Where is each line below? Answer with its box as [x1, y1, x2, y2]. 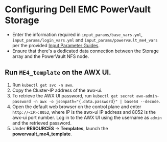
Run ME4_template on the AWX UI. [5, 68, 111, 77]
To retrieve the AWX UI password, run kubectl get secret [12, 92, 134, 98]
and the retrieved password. [12, 119, 72, 126]
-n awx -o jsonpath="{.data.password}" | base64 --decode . [33, 98, 160, 104]
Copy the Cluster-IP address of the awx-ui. [12, 87, 103, 93]
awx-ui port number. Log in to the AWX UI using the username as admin [12, 114, 162, 120]
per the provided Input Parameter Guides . [12, 42, 100, 48]
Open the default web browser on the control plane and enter [12, 104, 141, 110]
